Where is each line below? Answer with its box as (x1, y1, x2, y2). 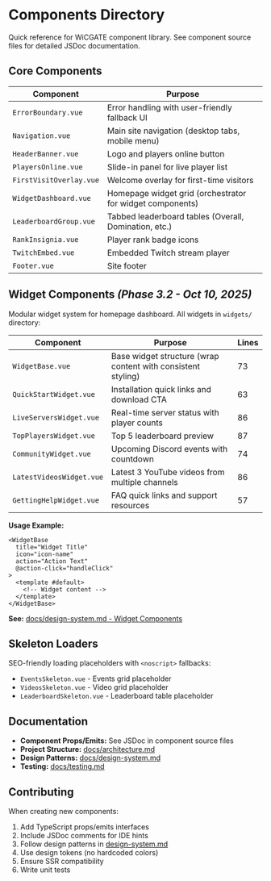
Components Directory (8, 6, 165, 24)
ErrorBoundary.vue (12, 107, 83, 117)
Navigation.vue (12, 131, 71, 140)
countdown (111, 453, 155, 465)
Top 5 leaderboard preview (111, 430, 215, 441)
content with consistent (111, 361, 200, 372)
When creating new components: (8, 807, 119, 816)
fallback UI (106, 111, 148, 123)
